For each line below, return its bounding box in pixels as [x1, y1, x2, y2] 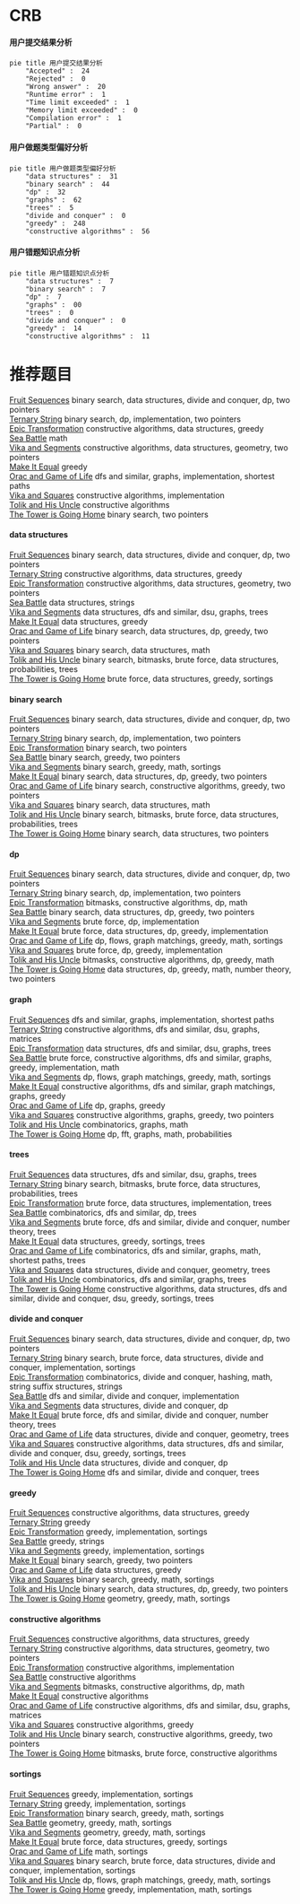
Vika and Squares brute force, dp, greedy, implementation [9, 945, 223, 956]
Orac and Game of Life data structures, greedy [9, 1565, 182, 1576]
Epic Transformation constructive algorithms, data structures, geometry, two [9, 578, 292, 589]
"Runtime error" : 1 [25, 91, 106, 100]
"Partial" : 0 [25, 122, 82, 131]
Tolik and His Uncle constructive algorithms [9, 499, 170, 510]
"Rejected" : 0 [25, 74, 87, 83]
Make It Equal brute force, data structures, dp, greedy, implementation [9, 926, 269, 937]
